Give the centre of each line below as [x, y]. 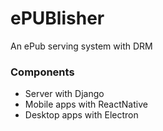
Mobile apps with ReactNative [86, 104]
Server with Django [64, 94]
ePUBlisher [57, 18]
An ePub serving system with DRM [81, 46]
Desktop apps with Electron [81, 115]
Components [42, 72]
